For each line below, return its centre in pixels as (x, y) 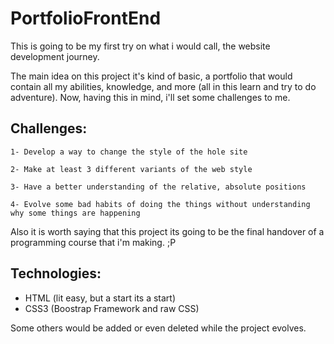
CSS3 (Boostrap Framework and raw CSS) (112, 308)
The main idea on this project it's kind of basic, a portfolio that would (151, 76)
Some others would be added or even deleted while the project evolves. (158, 328)
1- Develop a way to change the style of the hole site (129, 152)
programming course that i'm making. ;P (93, 242)
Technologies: (56, 273)
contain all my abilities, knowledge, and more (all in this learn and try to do (163, 86)
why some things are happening (75, 213)
